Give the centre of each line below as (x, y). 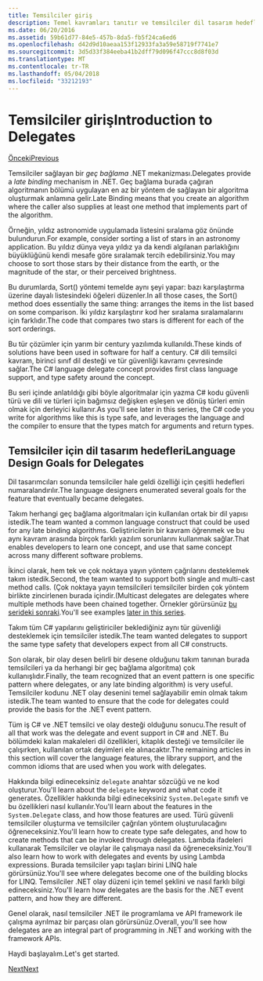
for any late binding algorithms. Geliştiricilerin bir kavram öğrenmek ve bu (126, 531)
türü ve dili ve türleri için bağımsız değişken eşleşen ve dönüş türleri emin (126, 401)
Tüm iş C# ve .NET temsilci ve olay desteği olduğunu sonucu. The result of (127, 725)
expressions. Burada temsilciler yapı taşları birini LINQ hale (103, 865)
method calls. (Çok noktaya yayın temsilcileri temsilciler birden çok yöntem (128, 587)
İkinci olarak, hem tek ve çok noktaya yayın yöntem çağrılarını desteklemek (129, 571)
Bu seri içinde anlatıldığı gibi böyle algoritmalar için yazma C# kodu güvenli (128, 392)
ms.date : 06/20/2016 (42, 30)
